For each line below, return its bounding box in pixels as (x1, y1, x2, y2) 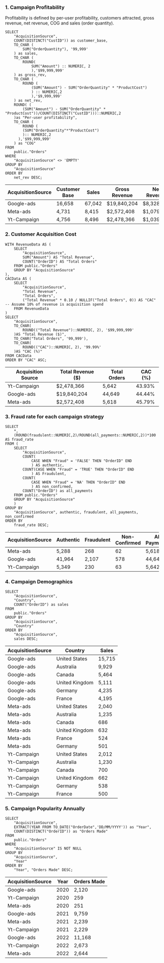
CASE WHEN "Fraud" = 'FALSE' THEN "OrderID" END (31, 458, 132, 463)
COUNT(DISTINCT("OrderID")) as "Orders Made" (14, 829, 108, 834)
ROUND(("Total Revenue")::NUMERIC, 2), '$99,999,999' (22, 327, 134, 333)
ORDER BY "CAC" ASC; (5, 358, 47, 362)
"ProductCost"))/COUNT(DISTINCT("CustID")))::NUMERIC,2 (5, 111, 121, 116)
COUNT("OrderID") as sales (14, 602, 69, 607)
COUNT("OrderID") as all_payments (22, 488, 93, 493)
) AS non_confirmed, (31, 484, 73, 489)
